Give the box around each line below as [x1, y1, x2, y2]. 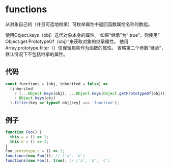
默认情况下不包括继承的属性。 [5, 51, 68, 57]
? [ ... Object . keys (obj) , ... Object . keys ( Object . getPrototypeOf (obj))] [14, 91, 167, 96]
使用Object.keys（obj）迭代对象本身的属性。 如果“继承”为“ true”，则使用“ [5, 32, 160, 38]
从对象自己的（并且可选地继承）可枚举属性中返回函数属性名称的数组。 [5, 21, 153, 27]
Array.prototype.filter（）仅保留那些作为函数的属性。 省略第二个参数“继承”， [5, 44, 166, 51]
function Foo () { [5, 129, 42, 135]
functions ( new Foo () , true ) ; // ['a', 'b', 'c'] [5, 158, 110, 163]
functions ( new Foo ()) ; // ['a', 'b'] [5, 153, 85, 159]
